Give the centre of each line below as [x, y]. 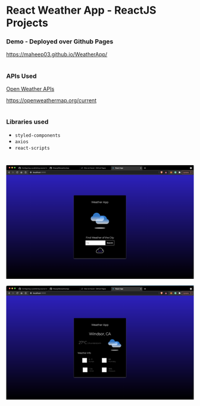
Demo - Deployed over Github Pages [60, 42]
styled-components [37, 135]
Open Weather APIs [30, 89]
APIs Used [21, 76]
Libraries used [27, 122]
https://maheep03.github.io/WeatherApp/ [57, 55]
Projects [27, 23]
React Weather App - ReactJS [81, 10]
